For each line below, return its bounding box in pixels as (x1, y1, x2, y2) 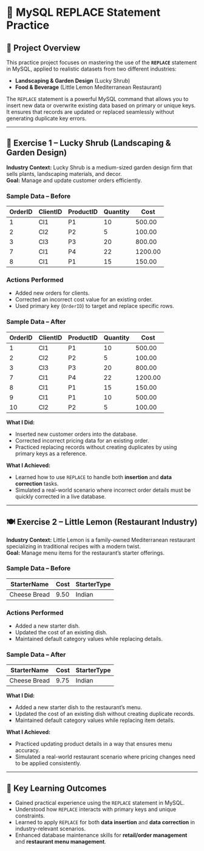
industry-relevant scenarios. (15, 825, 86, 833)
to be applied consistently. (15, 760, 81, 767)
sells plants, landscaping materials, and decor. (6, 170, 123, 177)
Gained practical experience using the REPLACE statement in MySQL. (15, 799, 185, 807)
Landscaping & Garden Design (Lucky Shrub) (15, 77, 131, 84)
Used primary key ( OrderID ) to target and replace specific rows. (15, 303, 174, 310)
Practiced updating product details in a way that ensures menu (15, 740, 172, 748)
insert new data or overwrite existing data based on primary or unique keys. (6, 102, 196, 109)
